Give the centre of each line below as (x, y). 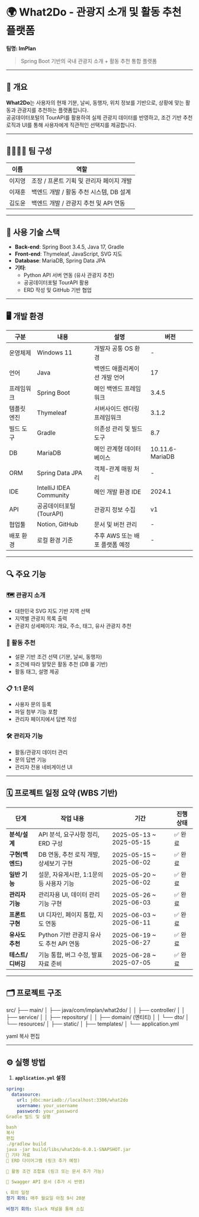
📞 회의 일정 (18, 1193)
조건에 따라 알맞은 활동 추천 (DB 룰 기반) (61, 664)
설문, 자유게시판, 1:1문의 (71, 875)
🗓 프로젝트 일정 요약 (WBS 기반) (62, 793)
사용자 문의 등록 (33, 705)
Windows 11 (55, 353)
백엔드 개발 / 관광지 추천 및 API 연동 (78, 203)
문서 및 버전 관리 (115, 525)
